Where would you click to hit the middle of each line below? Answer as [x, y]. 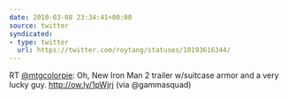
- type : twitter [39, 42]
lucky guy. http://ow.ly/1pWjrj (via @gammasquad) [100, 85]
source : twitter [39, 26]
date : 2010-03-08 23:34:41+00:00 [71, 17]
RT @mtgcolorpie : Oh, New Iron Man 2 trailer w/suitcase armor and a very [144, 75]
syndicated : [31, 34]
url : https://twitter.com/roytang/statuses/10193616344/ [124, 50]
